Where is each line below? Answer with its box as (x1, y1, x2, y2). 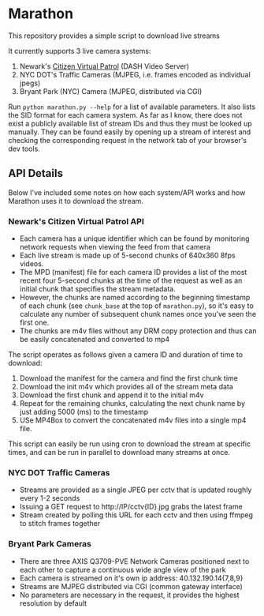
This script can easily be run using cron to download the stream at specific (8, 439, 251, 449)
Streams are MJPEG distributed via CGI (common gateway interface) (19, 581, 243, 591)
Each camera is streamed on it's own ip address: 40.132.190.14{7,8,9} (19, 573, 244, 583)
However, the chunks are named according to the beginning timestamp (19, 293, 251, 302)
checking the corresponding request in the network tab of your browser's (8, 135, 247, 145)
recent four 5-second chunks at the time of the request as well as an (19, 276, 243, 285)
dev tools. (8, 144, 41, 153)
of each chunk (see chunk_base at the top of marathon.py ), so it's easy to (19, 301, 254, 310)
